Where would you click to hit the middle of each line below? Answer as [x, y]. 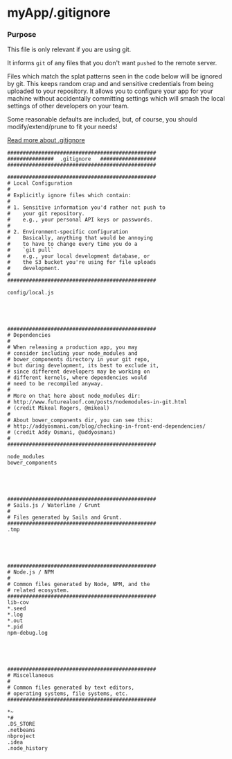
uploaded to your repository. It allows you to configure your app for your [110, 91]
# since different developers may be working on [79, 372]
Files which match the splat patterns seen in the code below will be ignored [115, 76]
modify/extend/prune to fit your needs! [62, 127]
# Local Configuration [40, 183]
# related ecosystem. [38, 591]
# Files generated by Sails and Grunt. [65, 518]
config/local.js [30, 293]
